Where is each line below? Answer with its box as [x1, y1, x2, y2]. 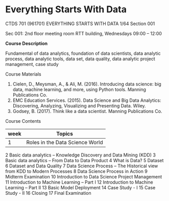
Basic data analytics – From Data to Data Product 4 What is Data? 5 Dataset [5, 157, 164, 163]
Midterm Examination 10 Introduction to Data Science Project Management [5, 173, 162, 180]
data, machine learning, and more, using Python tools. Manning [12, 86, 147, 93]
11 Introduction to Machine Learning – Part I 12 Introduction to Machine [5, 179, 153, 185]
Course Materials [5, 71, 42, 77]
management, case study [5, 61, 59, 67]
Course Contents [5, 118, 41, 124]
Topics [56, 130, 73, 137]
